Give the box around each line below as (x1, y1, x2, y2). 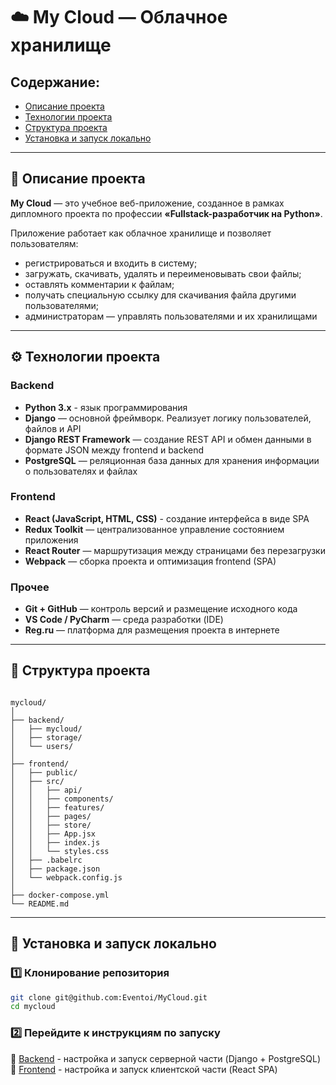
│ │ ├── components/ (10, 794, 114, 804)
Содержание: (10, 74, 101, 91)
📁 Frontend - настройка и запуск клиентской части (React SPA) (10, 1063, 278, 1075)
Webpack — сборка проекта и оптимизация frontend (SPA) (24, 555, 277, 567)
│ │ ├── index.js (10, 837, 101, 848)
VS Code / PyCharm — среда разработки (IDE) (24, 614, 224, 626)
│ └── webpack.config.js (10, 872, 123, 883)
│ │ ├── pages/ (10, 811, 92, 821)
